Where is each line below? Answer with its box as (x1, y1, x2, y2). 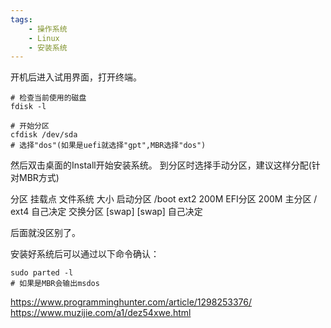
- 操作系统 (28, 24, 68, 34)
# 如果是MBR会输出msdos (10, 279, 100, 289)
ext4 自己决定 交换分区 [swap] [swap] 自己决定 (10, 206, 203, 218)
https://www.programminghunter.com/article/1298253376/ (10, 296, 253, 308)
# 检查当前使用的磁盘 (10, 93, 87, 103)
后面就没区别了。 (10, 227, 81, 239)
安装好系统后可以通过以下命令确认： (10, 248, 160, 260)
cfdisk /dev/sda (10, 130, 78, 140)
